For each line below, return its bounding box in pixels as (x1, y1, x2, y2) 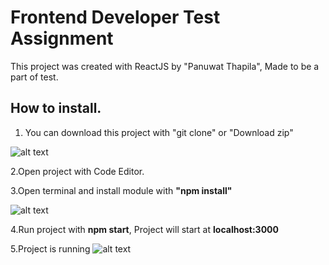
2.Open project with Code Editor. (10, 165, 145, 177)
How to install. (10, 100, 102, 117)
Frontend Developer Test (10, 6, 221, 29)
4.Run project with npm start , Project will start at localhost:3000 (10, 223, 279, 235)
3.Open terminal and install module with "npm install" (10, 184, 233, 196)
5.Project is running (10, 242, 91, 255)
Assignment (10, 27, 114, 50)
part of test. (10, 71, 59, 83)
